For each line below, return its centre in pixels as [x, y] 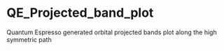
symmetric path [29, 39]
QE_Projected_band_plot [80, 13]
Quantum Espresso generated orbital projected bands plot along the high [112, 32]
